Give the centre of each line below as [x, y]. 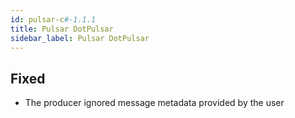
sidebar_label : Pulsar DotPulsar [80, 38]
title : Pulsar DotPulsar [62, 29]
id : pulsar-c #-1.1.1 [53, 19]
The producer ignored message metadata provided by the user [154, 103]
